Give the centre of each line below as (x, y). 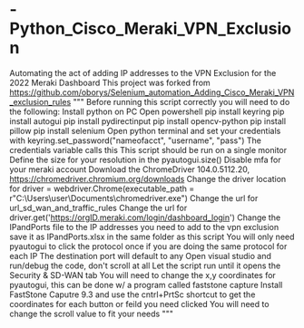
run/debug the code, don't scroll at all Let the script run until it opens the (145, 265)
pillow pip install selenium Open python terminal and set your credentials (145, 130)
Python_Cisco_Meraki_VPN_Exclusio (151, 29)
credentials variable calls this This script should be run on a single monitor (148, 150)
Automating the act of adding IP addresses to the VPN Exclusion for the (143, 72)
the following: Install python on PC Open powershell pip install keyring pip (147, 111)
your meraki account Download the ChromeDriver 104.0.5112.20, (130, 169)
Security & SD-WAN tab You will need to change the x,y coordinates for (143, 275)
